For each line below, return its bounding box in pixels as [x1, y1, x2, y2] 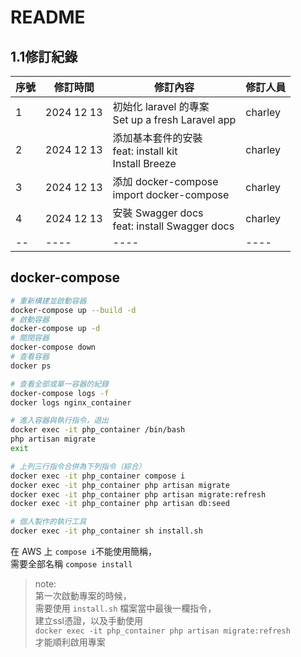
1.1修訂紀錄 [10, 48, 78, 65]
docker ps [10, 361, 52, 371]
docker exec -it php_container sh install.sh [10, 526, 203, 536]
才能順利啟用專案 [34, 636, 106, 648]
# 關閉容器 [10, 333, 50, 343]
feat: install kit [112, 144, 178, 158]
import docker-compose [112, 188, 230, 201]
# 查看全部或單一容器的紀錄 [10, 379, 110, 389]
